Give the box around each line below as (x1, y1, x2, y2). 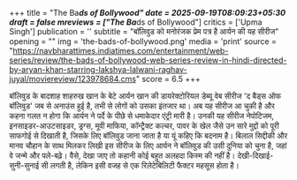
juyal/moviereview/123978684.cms (9, 74, 137, 84)
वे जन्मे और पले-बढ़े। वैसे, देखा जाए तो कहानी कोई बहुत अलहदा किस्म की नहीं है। (9, 150, 236, 161)
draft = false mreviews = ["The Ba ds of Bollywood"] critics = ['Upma (9, 17, 263, 27)
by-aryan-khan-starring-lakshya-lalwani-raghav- (9, 64, 187, 74)
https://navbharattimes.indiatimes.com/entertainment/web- (12, 46, 229, 56)
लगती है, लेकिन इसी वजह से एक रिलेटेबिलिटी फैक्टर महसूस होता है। (49, 161, 240, 170)
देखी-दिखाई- (237, 150, 274, 161)
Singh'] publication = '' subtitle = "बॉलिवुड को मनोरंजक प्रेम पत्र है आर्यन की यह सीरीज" (9, 26, 279, 36)
